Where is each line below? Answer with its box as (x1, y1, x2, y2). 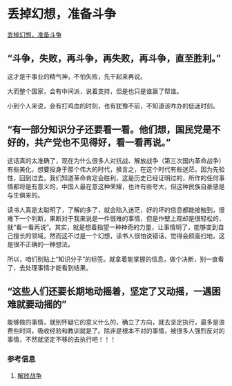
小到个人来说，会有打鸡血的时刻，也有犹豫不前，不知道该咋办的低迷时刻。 (7, 102, 219, 110)
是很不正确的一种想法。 (7, 240, 74, 249)
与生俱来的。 (7, 191, 43, 199)
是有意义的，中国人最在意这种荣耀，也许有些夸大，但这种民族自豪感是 (25, 182, 225, 191)
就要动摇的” (16, 298, 67, 310)
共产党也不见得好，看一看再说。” (34, 137, 171, 148)
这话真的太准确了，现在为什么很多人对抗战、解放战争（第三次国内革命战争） (7, 156, 225, 164)
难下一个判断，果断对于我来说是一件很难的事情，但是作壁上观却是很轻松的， (7, 214, 225, 222)
